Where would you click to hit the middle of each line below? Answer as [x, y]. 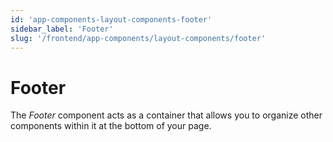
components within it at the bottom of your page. [111, 126]
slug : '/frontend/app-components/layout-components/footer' [138, 38]
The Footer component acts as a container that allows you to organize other [166, 115]
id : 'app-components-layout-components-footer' [111, 19]
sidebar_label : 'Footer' [62, 29]
